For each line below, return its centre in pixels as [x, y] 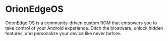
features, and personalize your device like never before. [63, 33]
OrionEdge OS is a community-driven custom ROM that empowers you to [81, 23]
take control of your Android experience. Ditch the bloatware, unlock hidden [84, 28]
